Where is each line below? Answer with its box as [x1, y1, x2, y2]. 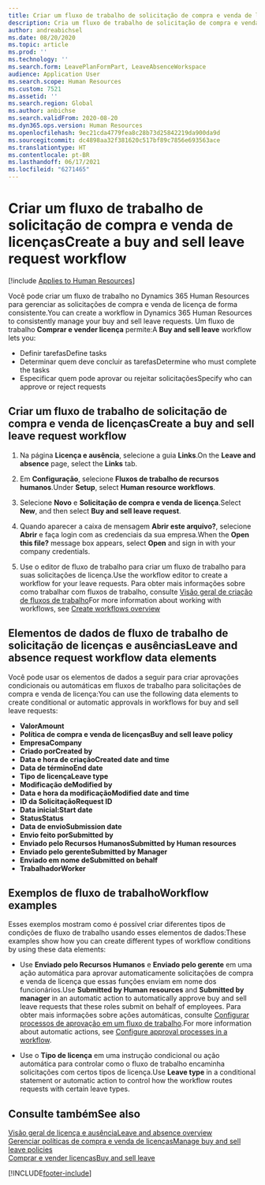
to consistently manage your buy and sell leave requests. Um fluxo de [8, 316, 235, 326]
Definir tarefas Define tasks [19, 348, 107, 357]
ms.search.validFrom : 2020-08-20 [8, 114, 118, 122]
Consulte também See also [8, 1107, 140, 1120]
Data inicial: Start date [19, 805, 93, 814]
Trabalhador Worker [19, 863, 87, 873]
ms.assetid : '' [8, 92, 58, 100]
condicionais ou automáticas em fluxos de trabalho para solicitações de [8, 680, 242, 690]
